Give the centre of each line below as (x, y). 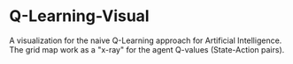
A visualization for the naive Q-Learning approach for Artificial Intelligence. (146, 40)
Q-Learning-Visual (79, 16)
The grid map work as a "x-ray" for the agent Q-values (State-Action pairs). (147, 49)
